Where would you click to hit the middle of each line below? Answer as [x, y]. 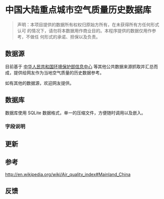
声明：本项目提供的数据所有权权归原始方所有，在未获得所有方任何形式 [88, 25]
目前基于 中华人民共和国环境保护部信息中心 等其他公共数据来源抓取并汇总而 [82, 66]
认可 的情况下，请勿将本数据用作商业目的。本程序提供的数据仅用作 [84, 30]
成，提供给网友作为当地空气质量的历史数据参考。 [55, 73]
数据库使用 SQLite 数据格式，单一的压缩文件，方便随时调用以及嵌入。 [75, 113]
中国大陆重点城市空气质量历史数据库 [78, 10]
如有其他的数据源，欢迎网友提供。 [40, 83]
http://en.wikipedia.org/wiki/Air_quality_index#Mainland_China [68, 174]
